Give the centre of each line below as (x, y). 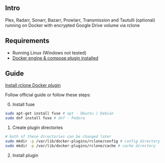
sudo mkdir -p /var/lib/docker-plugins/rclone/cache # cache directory (80, 146)
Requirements (27, 41)
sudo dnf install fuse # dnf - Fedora (45, 118)
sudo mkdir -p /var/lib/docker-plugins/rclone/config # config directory (83, 141)
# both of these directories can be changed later (58, 137)
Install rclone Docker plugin (33, 85)
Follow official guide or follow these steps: (48, 95)
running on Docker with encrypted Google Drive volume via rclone (72, 25)
